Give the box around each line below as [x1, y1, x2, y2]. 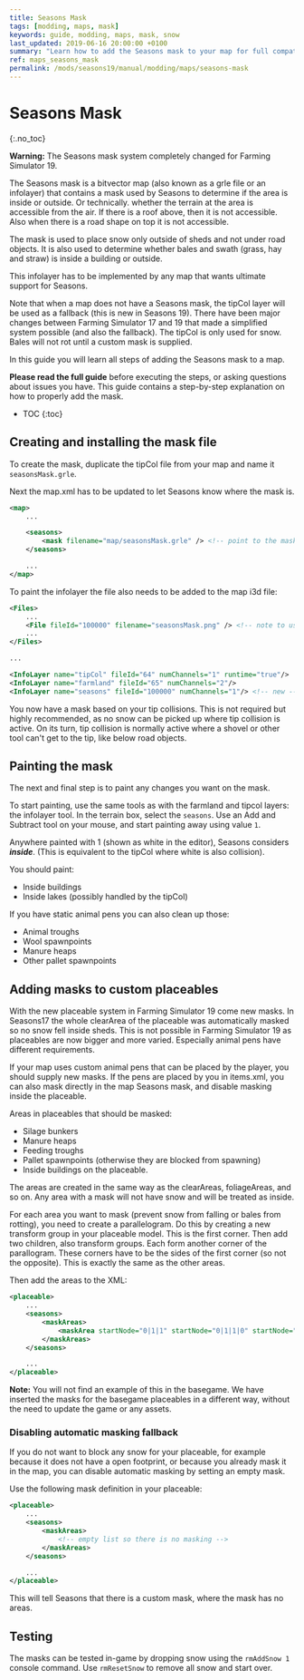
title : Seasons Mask [9, 13, 88, 23]
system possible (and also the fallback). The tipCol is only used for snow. [9, 326, 282, 337]
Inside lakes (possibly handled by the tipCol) [22, 891, 188, 902]
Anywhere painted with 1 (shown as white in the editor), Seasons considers [9, 837, 290, 848]
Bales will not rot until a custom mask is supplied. [9, 336, 193, 347]
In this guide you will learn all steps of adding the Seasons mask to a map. [9, 354, 285, 364]
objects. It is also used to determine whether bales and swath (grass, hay [9, 243, 282, 254]
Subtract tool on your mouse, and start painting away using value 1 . [9, 820, 261, 830]
